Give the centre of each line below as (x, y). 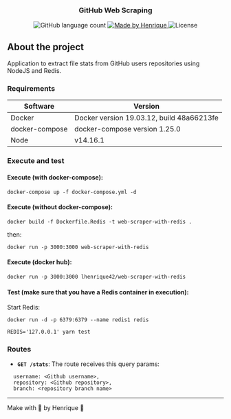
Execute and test (36, 161)
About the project (46, 47)
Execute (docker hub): (40, 262)
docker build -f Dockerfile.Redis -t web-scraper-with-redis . (100, 222)
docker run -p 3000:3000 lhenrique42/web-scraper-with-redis (97, 277)
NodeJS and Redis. (34, 71)
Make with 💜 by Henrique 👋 (46, 408)
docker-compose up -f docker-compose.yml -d (72, 192)
